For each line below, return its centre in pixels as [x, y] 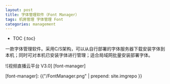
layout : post [19, 10]
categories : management [31, 24]
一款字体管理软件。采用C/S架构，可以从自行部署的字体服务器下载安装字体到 [85, 49]
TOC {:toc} [24, 38]
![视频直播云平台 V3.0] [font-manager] [45, 66]
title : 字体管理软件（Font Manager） [42, 15]
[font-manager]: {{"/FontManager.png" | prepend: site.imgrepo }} [74, 76]
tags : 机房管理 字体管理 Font [34, 19]
